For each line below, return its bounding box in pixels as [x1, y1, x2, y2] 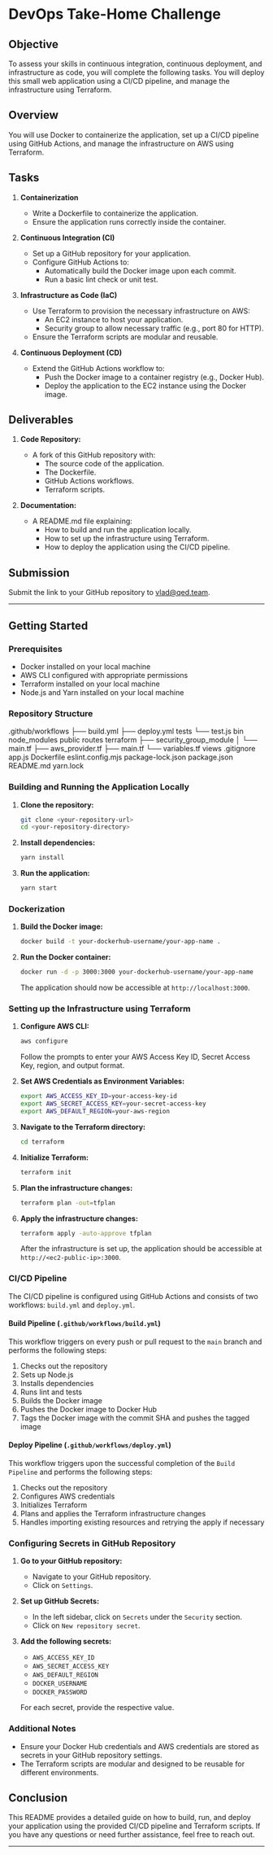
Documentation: [19, 501, 77, 510]
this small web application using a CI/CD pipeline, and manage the [8, 77, 230, 85]
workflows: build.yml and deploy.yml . [8, 1300, 136, 1310]
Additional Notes [8, 1723, 76, 1735]
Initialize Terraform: [19, 1153, 89, 1162]
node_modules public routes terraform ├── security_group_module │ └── [8, 735, 258, 745]
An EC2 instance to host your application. [44, 314, 184, 324]
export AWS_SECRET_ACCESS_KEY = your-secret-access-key [19, 1100, 206, 1108]
